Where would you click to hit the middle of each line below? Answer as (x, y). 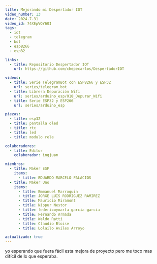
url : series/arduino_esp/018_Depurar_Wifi (58, 96)
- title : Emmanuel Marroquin (48, 192)
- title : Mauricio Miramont (47, 201)
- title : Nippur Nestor (43, 205)
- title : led (23, 132)
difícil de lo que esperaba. (31, 256)
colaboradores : (21, 146)
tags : (11, 28)
